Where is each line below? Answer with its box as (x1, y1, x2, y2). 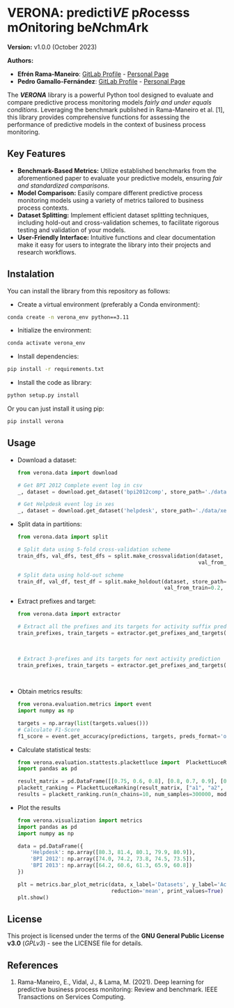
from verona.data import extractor (17, 611, 121, 618)
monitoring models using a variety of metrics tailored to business (17, 196, 204, 204)
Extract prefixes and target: (17, 597, 96, 606)
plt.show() (17, 894, 49, 901)
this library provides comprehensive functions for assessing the (7, 113, 190, 121)
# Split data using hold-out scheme (17, 572, 124, 579)
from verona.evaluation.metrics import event (17, 701, 152, 708)
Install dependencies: (17, 352, 79, 360)
